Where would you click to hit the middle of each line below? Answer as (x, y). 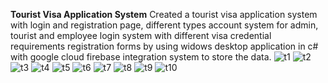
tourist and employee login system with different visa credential (141, 35)
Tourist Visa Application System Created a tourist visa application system (164, 14)
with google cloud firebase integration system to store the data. (141, 57)
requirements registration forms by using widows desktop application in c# (164, 46)
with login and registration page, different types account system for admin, (164, 25)
